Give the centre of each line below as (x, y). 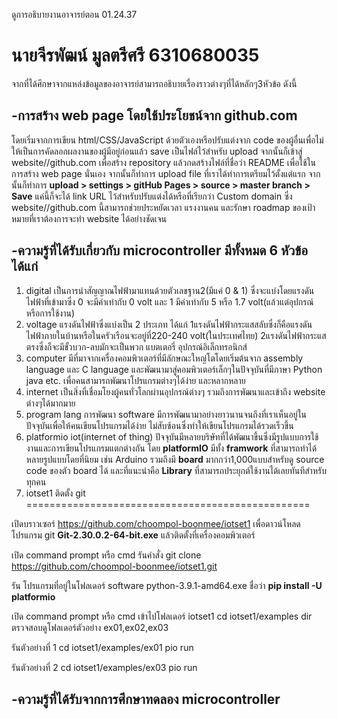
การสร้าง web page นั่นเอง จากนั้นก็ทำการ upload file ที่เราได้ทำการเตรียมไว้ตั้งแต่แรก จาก (166, 173)
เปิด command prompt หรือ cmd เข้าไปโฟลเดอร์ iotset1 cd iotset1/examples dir (162, 616)
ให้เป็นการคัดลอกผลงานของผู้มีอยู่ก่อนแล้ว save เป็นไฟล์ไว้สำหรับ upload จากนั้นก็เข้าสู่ (157, 151)
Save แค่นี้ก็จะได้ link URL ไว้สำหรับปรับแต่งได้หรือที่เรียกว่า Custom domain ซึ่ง (152, 196)
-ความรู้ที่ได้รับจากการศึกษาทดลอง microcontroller (146, 699)
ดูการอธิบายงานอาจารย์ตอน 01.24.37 (74, 14)
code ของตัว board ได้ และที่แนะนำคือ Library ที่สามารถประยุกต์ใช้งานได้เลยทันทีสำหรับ (176, 470)
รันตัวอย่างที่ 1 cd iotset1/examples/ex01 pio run (102, 647)
